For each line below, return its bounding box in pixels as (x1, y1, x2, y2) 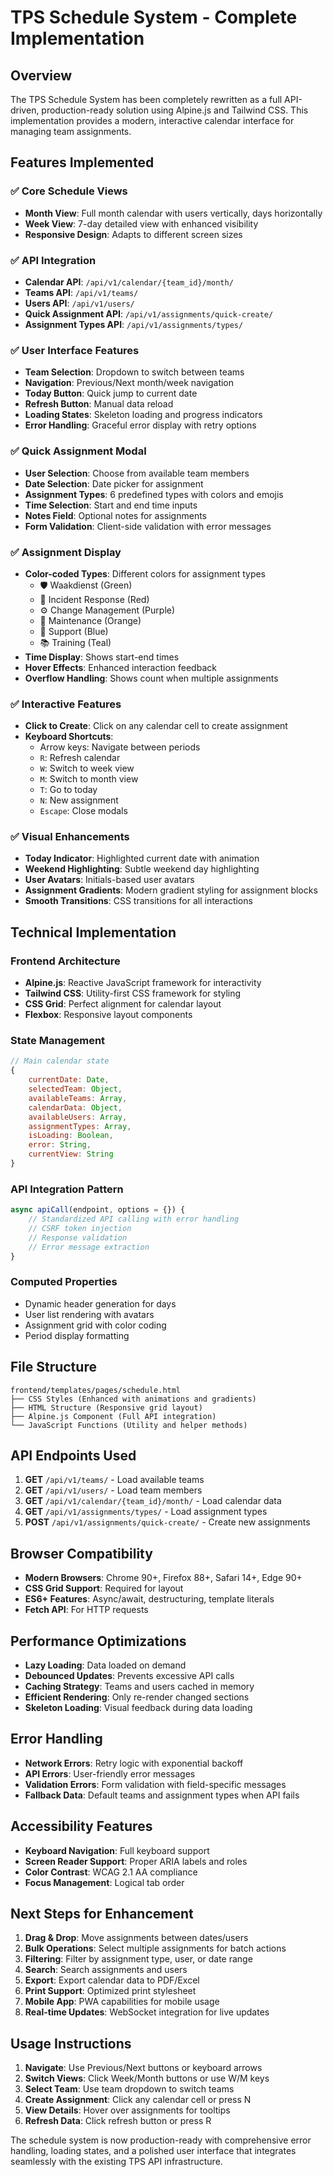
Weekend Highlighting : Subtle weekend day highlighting (24, 863, 260, 875)
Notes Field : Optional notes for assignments (24, 509, 207, 521)
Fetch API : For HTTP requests (24, 1604, 149, 1616)
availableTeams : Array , (28, 1093, 128, 1103)
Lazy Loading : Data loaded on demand (24, 1659, 187, 1671)
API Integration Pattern (10, 1182, 124, 1196)
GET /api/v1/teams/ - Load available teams (24, 1474, 205, 1486)
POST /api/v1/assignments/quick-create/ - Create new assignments (24, 1516, 311, 1528)
